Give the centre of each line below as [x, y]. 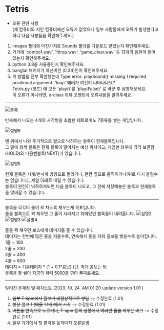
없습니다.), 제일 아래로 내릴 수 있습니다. [47, 180]
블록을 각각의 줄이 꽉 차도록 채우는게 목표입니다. [51, 207]
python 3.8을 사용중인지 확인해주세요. [48, 64]
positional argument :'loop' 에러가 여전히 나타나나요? [63, 82]
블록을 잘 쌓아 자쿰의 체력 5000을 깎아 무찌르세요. [53, 273]
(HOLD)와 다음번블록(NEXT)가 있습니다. [43, 153]
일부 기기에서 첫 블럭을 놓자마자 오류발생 [51, 323]
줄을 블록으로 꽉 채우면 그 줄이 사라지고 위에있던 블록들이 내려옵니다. [70, 213]
